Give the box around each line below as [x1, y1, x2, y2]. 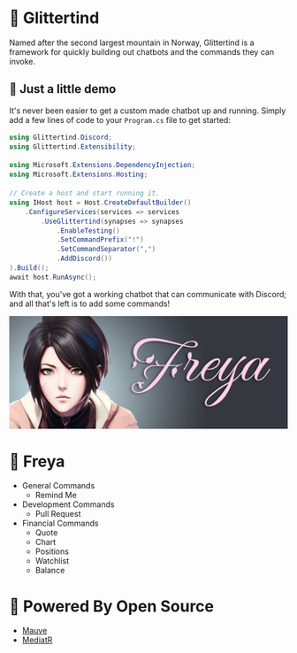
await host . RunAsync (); [9, 273, 97, 281]
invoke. [9, 56, 36, 66]
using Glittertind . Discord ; [9, 133, 113, 142]
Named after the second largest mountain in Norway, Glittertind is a [9, 37, 255, 48]
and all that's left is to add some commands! [9, 298, 171, 309]
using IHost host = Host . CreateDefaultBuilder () [9, 198, 192, 207]
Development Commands [21, 499, 115, 510]
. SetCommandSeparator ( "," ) [56, 245, 156, 254]
